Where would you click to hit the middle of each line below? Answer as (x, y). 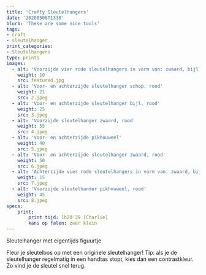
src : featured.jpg (41, 80)
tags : (13, 29)
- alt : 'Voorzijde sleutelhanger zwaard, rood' (74, 120)
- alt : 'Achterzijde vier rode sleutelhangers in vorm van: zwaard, (101, 172)
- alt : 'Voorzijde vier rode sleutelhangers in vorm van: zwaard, (98, 69)
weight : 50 (31, 160)
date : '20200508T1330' (35, 18)
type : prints (23, 58)
